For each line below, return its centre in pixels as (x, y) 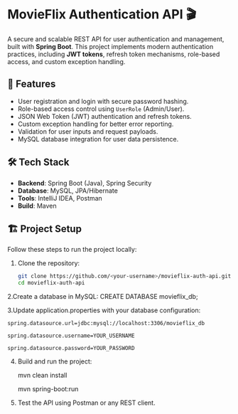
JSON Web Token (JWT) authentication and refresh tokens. (104, 116)
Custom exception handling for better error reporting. (96, 124)
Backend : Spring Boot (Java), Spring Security (85, 183)
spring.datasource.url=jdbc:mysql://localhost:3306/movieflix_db (106, 324)
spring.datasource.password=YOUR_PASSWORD (71, 349)
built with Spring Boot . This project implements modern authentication (110, 46)
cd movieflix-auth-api (51, 283)
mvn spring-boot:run (48, 389)
